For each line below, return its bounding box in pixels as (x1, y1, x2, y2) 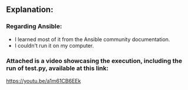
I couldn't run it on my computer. (14, 42, 94, 49)
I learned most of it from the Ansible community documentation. (14, 35, 170, 43)
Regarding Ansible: (6, 22, 62, 31)
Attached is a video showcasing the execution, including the (6, 56, 183, 65)
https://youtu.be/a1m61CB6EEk (6, 77, 81, 84)
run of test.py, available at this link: (6, 64, 109, 72)
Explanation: (6, 5, 54, 15)
